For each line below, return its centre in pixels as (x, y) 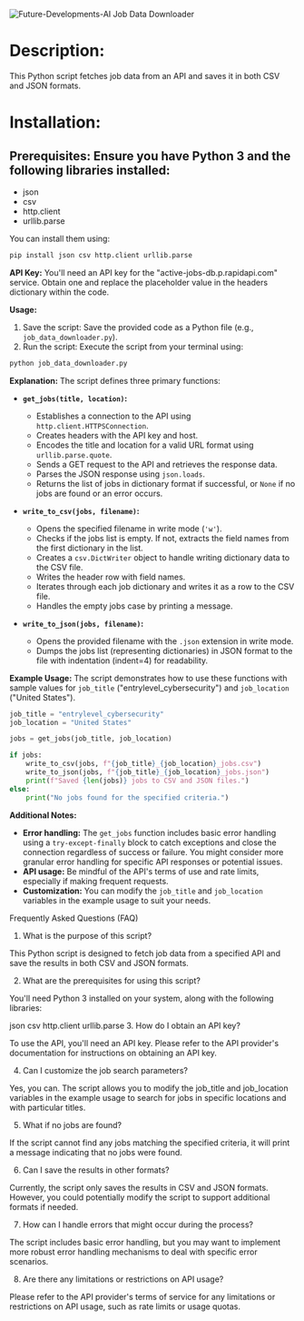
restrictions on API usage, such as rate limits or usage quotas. (125, 1306)
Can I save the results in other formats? (96, 1170)
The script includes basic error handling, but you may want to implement (145, 1242)
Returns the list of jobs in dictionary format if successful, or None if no (166, 483)
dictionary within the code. (59, 292)
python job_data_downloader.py (69, 363)
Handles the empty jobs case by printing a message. (134, 606)
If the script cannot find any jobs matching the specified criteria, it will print (150, 1143)
